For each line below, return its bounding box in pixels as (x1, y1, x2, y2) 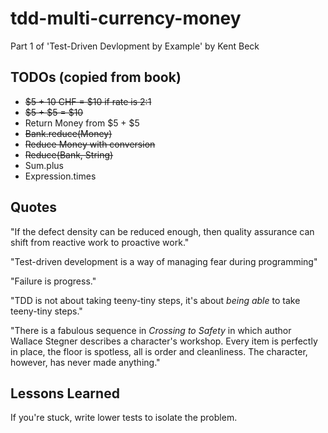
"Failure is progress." (10, 275, 97, 287)
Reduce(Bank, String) (24, 148, 114, 161)
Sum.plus (24, 159, 64, 171)
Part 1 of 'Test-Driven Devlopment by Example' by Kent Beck (10, 40, 260, 52)
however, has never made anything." (10, 356, 161, 368)
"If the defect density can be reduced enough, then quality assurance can (10, 225, 315, 237)
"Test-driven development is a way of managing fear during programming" (10, 255, 318, 267)
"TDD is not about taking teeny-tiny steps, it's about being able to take (10, 294, 301, 306)
